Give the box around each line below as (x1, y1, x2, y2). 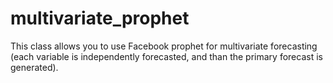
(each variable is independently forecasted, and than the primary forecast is (10, 50, 323, 62)
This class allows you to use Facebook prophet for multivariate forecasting (10, 40, 318, 52)
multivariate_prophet (10, 7, 190, 30)
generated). (10, 61, 59, 73)
